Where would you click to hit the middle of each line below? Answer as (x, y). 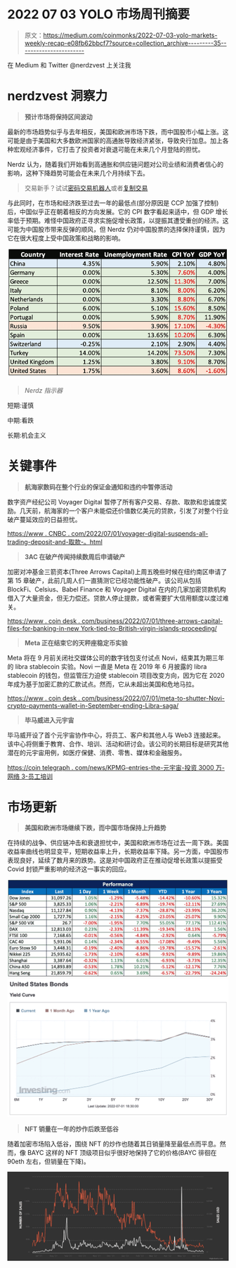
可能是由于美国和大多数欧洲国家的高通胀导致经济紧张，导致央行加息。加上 (115, 140)
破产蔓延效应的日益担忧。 (44, 519)
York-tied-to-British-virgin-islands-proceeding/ (149, 628)
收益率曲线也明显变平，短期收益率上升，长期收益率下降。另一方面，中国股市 (118, 851)
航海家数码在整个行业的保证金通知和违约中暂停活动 (98, 487)
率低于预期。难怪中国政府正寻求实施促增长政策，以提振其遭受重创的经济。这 (118, 220)
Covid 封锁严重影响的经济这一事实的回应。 (69, 869)
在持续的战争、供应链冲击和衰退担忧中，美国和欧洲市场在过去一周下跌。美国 (118, 843)
